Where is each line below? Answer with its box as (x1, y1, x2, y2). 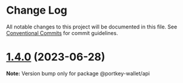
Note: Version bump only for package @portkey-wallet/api (6, 69, 150, 77)
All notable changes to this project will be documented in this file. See (6, 23, 178, 30)
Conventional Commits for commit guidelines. (6, 29, 118, 36)
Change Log (6, 4, 67, 17)
